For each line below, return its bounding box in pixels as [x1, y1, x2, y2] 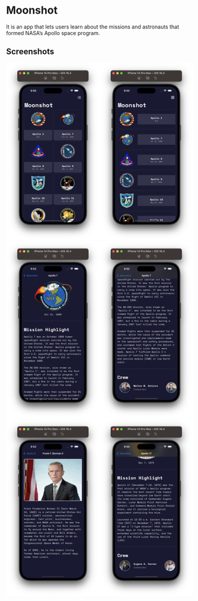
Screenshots [6, 47, 55, 57]
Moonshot [6, 4, 58, 17]
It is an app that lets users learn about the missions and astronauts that [6, 23, 180, 30]
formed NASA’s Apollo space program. [6, 29, 100, 36]
